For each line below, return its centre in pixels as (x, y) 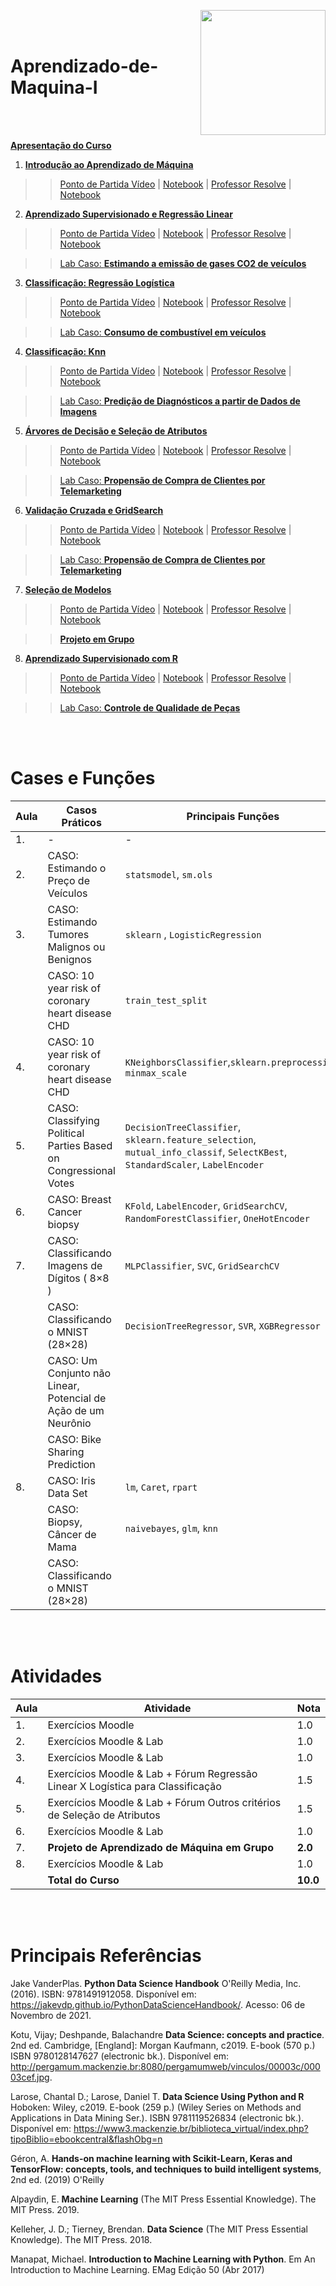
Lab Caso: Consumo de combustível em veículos (163, 332)
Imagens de (75, 1265)
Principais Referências (106, 1956)
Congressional (81, 1170)
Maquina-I (54, 87)
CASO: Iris (71, 1480)
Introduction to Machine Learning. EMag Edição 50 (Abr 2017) (137, 2269)
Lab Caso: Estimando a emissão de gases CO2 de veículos (183, 263)
